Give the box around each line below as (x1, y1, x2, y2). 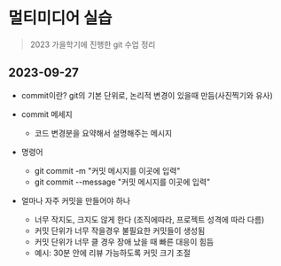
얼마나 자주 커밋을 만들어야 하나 (20, 195, 130, 206)
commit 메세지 (20, 108, 73, 120)
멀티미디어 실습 (8, 8, 113, 28)
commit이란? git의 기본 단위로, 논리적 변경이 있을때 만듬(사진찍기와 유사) (20, 90, 274, 100)
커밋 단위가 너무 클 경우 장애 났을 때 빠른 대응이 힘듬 (34, 236, 215, 246)
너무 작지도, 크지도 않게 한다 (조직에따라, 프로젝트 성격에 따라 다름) (34, 214, 265, 224)
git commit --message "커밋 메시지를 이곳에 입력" (34, 176, 211, 187)
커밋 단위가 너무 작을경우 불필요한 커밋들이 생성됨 (34, 225, 206, 236)
